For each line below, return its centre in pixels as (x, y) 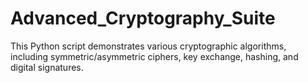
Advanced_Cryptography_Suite (143, 18)
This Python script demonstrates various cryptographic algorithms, (148, 46)
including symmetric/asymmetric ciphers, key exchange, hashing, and (154, 56)
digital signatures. (47, 67)
